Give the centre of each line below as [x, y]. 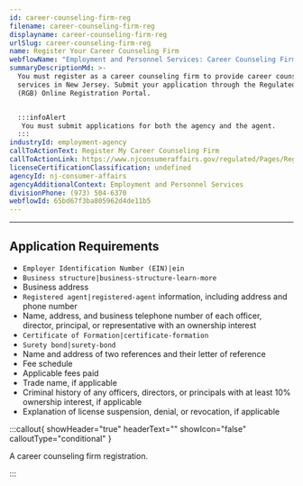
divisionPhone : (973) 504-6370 [68, 193]
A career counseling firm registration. [79, 455]
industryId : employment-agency [68, 142]
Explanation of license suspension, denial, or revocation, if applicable [151, 411]
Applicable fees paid [60, 373]
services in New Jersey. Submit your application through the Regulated [157, 85]
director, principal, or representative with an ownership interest [139, 325]
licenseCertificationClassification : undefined [101, 168]
